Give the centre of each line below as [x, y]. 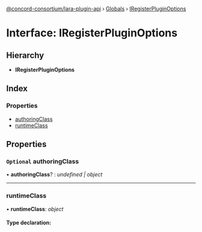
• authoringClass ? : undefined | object [54, 175]
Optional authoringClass [43, 161]
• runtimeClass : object [35, 209]
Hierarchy [25, 55]
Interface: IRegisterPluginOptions [92, 33]
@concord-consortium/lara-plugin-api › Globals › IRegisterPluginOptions [96, 9]
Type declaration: [29, 223]
